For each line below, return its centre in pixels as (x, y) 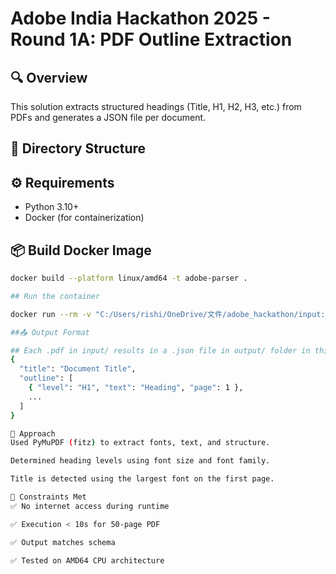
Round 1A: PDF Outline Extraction (151, 39)
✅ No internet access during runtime (90, 506)
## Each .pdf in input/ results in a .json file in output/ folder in (160, 350)
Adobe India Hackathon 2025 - (140, 18)
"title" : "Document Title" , (78, 369)
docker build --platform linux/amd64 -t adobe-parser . (129, 278)
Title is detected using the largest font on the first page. (142, 479)
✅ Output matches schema (63, 542)
